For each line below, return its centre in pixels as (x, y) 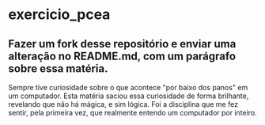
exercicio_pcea (59, 15)
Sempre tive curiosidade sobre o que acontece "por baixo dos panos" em (128, 87)
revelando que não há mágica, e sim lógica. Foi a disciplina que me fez (123, 104)
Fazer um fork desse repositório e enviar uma (122, 44)
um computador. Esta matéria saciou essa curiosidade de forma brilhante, (129, 96)
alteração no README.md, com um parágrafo (122, 56)
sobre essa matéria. (58, 68)
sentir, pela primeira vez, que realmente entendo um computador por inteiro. (132, 113)
